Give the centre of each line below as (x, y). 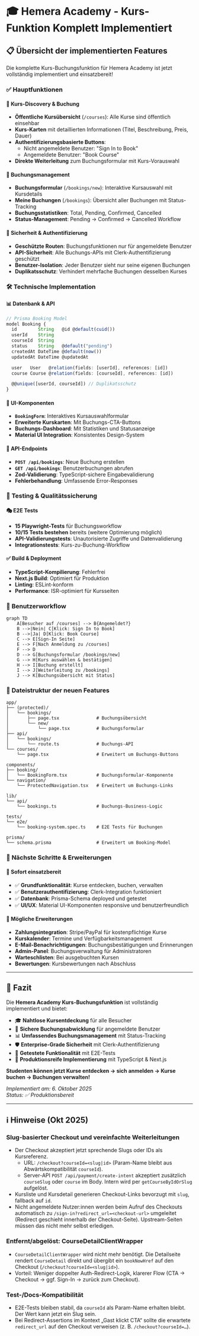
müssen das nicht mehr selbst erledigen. (64, 1226)
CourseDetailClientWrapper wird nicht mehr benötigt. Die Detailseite (97, 1254)
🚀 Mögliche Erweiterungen (39, 919)
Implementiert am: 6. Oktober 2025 (49, 1088)
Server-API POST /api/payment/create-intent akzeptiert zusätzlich (105, 1175)
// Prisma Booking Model (37, 318)
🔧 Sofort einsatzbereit (34, 872)
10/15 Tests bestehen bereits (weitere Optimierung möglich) (88, 532)
